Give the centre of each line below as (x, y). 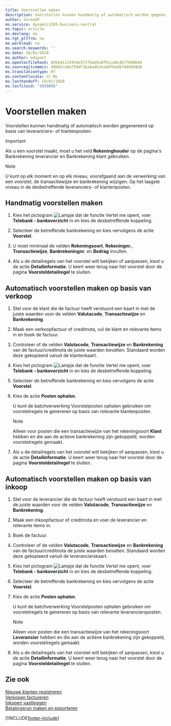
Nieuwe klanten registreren (34, 692)
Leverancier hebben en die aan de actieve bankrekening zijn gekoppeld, (89, 637)
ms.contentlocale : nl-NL (32, 77)
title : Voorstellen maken (33, 10)
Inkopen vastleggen (26, 702)
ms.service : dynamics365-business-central (51, 24)
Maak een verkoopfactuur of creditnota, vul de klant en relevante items (87, 329)
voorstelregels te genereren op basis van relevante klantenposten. (82, 412)
